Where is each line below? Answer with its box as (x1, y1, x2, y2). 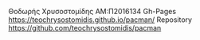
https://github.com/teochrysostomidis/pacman (8, 24, 162, 32)
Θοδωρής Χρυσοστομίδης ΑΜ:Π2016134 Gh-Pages (8, 7, 177, 16)
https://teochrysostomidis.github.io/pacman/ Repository (8, 15, 193, 24)
